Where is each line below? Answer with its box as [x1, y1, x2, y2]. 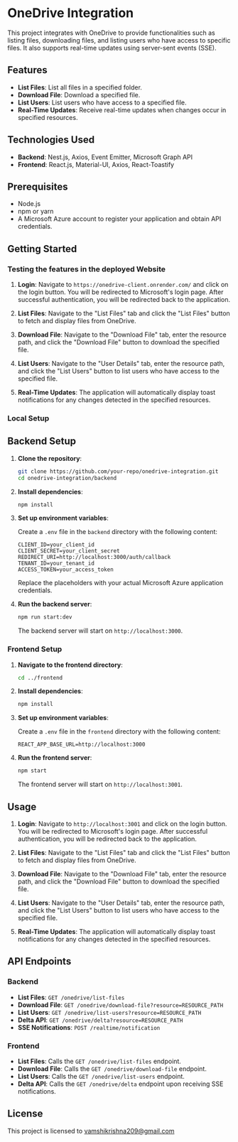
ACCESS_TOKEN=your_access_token [17, 566, 114, 573]
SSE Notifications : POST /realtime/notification [17, 1023, 161, 1031]
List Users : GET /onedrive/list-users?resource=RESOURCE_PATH [17, 1008, 202, 1016]
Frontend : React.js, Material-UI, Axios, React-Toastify [17, 160, 175, 168]
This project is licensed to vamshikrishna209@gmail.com [7, 1126, 175, 1135]
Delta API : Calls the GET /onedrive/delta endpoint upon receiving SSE [17, 1080, 224, 1088]
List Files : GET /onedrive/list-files [17, 993, 125, 1001]
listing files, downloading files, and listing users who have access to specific [7, 36, 231, 44]
